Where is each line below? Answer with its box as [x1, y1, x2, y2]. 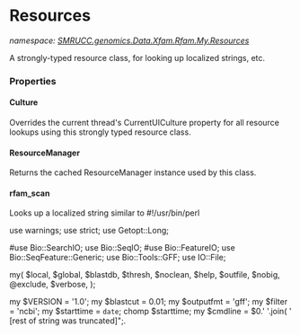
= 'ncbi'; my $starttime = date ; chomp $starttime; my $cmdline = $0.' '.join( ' [9, 306, 292, 317]
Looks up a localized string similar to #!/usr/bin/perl [9, 207, 200, 218]
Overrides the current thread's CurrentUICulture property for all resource [9, 118, 280, 128]
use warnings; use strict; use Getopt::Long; [9, 225, 169, 236]
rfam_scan [9, 188, 50, 198]
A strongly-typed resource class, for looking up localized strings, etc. [9, 52, 266, 63]
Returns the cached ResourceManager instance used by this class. [9, 167, 257, 178]
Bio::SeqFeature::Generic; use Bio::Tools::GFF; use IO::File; [9, 252, 226, 263]
